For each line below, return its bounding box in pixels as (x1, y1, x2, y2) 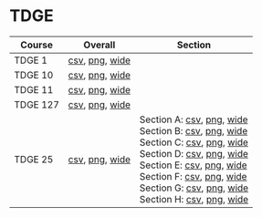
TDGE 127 (14, 98, 59, 110)
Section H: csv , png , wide (139, 192, 249, 205)
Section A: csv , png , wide (139, 113, 248, 126)
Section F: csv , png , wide (139, 170, 247, 182)
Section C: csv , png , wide (139, 136, 249, 149)
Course (20, 38, 53, 51)
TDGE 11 (14, 83, 54, 96)
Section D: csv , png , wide (139, 147, 249, 160)
